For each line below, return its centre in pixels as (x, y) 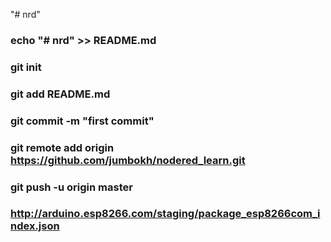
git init (26, 67)
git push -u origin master (71, 187)
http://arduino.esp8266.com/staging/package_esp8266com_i (165, 214)
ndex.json (35, 226)
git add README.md (60, 94)
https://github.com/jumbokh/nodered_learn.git (128, 160)
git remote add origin (62, 147)
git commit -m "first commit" (82, 121)
